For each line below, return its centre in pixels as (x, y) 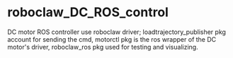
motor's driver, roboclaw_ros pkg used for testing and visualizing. (103, 47)
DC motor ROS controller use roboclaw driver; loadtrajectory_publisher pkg (117, 32)
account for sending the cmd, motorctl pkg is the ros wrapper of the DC (112, 39)
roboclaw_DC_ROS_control (88, 12)
